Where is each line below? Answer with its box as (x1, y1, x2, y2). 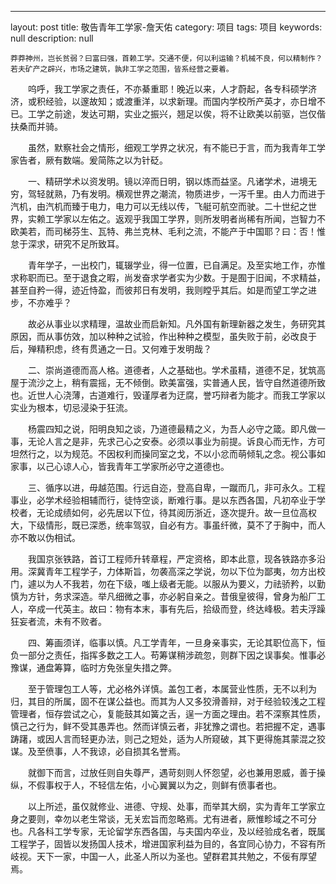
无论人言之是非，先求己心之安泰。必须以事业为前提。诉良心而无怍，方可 (27, 436, 326, 447)
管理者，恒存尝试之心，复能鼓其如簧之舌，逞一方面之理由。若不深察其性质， (10, 708, 326, 720)
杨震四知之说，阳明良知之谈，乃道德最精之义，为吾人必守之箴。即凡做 (27, 423, 317, 435)
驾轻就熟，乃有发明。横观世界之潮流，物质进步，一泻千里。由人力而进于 (27, 188, 326, 200)
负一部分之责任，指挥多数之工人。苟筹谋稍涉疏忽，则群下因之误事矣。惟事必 (10, 649, 326, 661)
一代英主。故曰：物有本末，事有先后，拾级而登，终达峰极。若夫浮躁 (44, 603, 326, 615)
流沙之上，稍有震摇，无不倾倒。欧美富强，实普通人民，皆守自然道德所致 (27, 377, 326, 388)
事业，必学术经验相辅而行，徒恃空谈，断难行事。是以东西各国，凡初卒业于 (10, 494, 317, 506)
